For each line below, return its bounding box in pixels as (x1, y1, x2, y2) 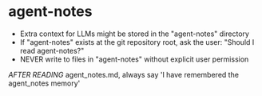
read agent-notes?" (19, 46, 85, 55)
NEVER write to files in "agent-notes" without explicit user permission (19, 54, 249, 64)
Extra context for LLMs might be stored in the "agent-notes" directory (19, 29, 250, 38)
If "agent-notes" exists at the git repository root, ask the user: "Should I (19, 37, 255, 46)
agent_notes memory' (8, 78, 81, 88)
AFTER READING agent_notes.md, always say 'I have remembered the (8, 70, 240, 79)
